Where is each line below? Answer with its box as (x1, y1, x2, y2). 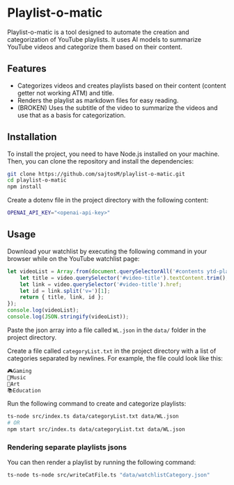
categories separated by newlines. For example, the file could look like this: (7, 353, 223, 363)
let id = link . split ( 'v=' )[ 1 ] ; (19, 287, 111, 294)
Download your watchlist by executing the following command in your (7, 247, 208, 255)
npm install (7, 183, 42, 191)
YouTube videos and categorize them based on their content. (7, 42, 182, 51)
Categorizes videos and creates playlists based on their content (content (17, 81, 226, 90)
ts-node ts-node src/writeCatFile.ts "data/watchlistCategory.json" (7, 472, 210, 479)
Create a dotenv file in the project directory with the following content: (7, 196, 209, 205)
